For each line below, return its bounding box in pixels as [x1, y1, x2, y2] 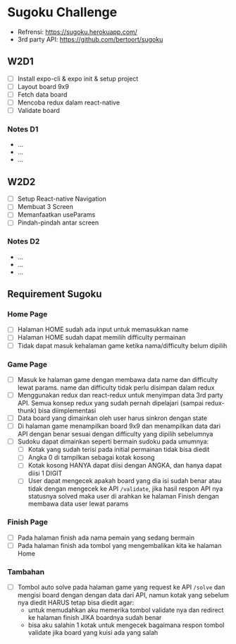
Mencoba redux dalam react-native [17, 98, 120, 107]
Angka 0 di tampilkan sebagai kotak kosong [27, 453, 155, 462]
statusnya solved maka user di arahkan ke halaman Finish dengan [27, 492, 220, 501]
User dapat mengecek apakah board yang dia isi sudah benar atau [27, 477, 222, 485]
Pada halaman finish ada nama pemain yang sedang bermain [17, 533, 195, 542]
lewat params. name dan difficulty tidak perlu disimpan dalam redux [17, 383, 215, 392]
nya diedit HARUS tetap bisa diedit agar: [17, 598, 135, 607]
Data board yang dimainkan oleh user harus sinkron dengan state [17, 414, 208, 422]
